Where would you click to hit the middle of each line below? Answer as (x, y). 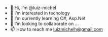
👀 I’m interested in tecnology (40, 13)
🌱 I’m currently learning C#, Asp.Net (48, 18)
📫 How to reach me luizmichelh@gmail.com (56, 29)
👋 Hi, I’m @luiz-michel (33, 8)
